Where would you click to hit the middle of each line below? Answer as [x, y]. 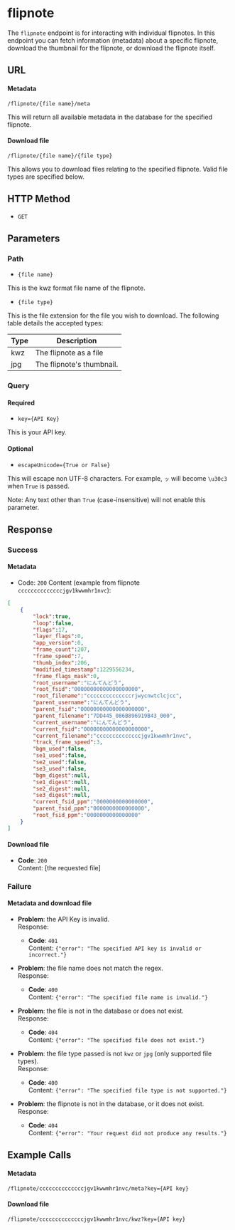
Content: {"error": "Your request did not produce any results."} [127, 1133]
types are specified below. [46, 177]
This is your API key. [37, 432]
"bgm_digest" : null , [62, 775]
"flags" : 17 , [51, 630]
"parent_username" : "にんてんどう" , [82, 703]
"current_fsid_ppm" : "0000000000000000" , [93, 802]
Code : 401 [43, 941]
